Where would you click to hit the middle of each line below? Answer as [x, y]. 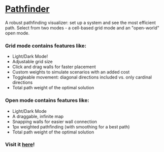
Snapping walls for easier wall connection [55, 122]
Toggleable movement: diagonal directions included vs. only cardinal [82, 77]
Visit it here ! [20, 145]
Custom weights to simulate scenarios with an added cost [71, 72]
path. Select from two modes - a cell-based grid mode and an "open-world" [82, 27]
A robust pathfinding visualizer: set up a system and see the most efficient [81, 23]
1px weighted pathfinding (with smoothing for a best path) [71, 127]
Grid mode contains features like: [46, 46]
